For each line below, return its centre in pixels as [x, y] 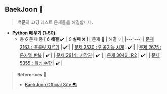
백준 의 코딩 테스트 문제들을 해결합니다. [55, 22]
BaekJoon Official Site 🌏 [51, 84]
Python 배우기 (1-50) [34, 33]
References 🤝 [32, 74]
